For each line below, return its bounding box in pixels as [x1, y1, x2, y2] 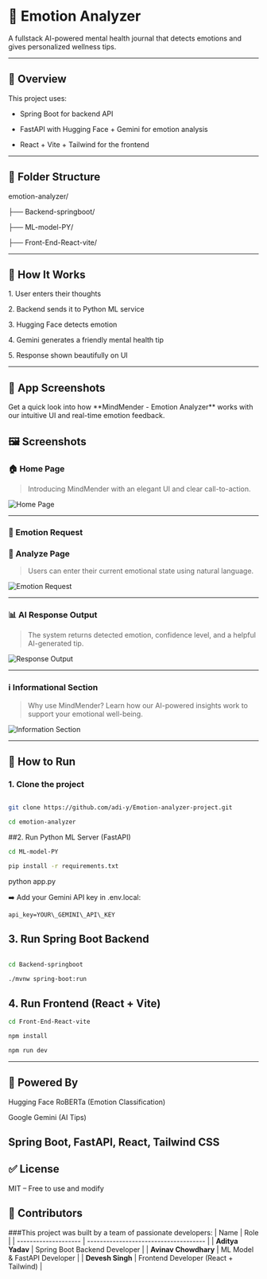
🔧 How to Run [8, 755, 76, 769]
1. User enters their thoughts [8, 289, 102, 299]
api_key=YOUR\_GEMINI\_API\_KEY [8, 910, 115, 919]
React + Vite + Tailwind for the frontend [19, 139, 149, 149]
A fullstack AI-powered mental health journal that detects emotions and [8, 33, 242, 43]
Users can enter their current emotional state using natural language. [27, 566, 254, 576]
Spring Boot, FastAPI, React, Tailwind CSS [8, 1136, 220, 1149]
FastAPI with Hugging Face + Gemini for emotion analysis [19, 124, 208, 134]
